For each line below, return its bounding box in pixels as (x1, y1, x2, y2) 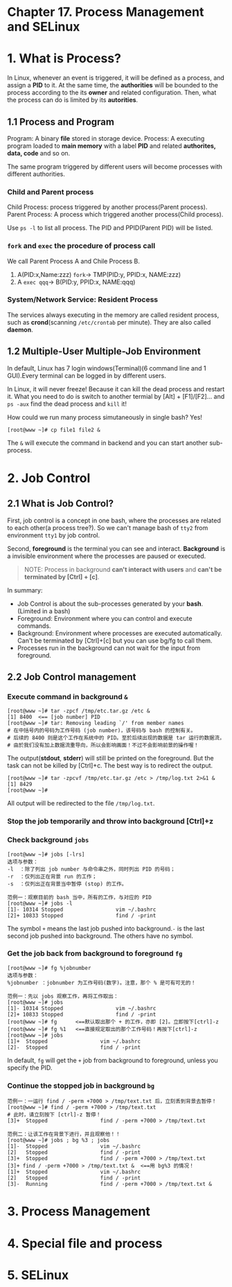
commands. (17, 622, 51, 630)
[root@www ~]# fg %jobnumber (7, 964, 91, 971)
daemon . (7, 325, 33, 334)
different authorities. (7, 169, 66, 178)
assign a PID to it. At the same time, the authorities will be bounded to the (7, 81, 218, 90)
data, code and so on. (7, 148, 71, 157)
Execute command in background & (7, 692, 128, 701)
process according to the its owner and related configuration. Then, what (7, 88, 217, 97)
